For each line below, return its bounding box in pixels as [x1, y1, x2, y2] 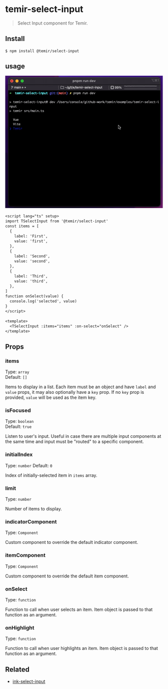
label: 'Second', [14, 254, 50, 259]
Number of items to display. [5, 506, 62, 512]
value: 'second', [14, 259, 50, 264]
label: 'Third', [14, 274, 48, 279]
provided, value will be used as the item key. [5, 394, 96, 401]
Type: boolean [5, 418, 34, 424]
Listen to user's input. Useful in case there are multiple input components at [5, 433, 161, 439]
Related [5, 665, 30, 673]
